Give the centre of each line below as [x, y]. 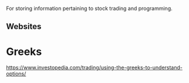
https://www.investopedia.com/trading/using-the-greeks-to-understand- [95, 68]
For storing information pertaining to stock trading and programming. [89, 8]
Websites [24, 26]
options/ [16, 74]
